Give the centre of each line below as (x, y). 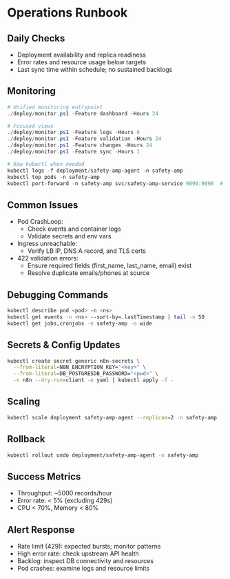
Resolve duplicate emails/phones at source (88, 273)
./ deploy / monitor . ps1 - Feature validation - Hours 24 (84, 139)
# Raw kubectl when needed (46, 164)
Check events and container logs (74, 229)
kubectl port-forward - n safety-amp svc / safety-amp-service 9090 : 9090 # (115, 183)
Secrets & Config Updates (64, 345)
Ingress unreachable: (47, 244)
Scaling (24, 402)
